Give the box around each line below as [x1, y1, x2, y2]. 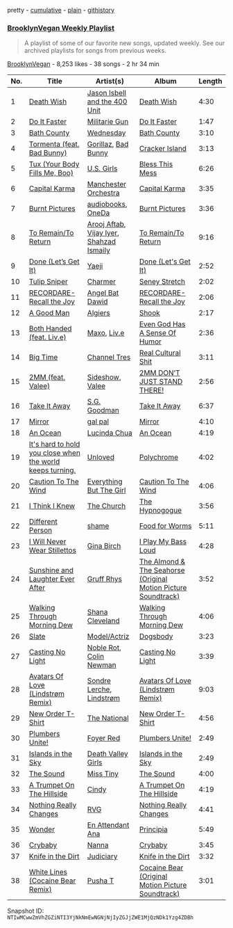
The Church [87, 501, 126, 511]
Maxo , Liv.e [87, 328, 125, 338]
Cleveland [87, 616, 120, 625]
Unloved [87, 452, 114, 462]
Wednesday [87, 128, 126, 138]
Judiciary [87, 851, 118, 861]
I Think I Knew [28, 501, 76, 511]
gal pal [87, 417, 110, 426]
